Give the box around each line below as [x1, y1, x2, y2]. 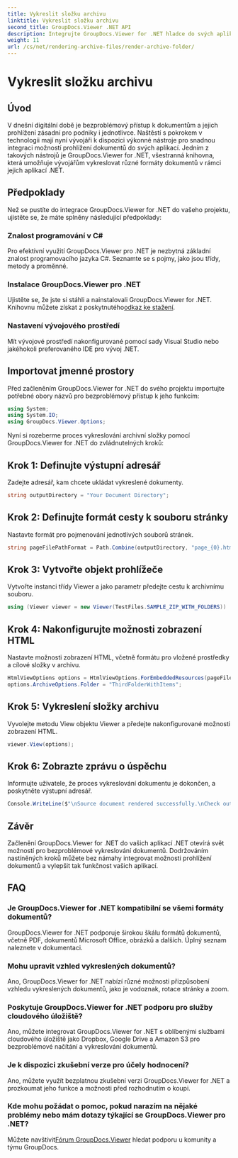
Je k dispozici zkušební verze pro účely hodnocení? [7, 1060, 189, 1070]
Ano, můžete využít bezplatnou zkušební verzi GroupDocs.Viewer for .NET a [7, 1076, 230, 1085]
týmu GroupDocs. [7, 1142, 59, 1151]
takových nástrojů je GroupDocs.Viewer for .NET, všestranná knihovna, [7, 151, 215, 160]
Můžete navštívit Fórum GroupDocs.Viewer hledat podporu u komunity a [7, 1135, 217, 1144]
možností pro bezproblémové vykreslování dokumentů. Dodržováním [7, 846, 209, 854]
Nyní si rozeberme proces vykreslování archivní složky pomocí [7, 431, 190, 440]
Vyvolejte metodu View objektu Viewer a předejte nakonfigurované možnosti [7, 719, 231, 728]
